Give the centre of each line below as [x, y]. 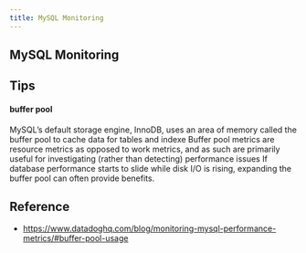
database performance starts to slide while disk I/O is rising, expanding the [151, 168]
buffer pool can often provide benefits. [82, 178]
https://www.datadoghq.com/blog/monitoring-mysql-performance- [149, 228]
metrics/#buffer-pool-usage [75, 238]
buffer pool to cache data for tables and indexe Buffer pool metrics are [142, 139]
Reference [40, 207]
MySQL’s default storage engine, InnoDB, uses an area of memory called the [153, 130]
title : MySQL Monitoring [57, 18]
